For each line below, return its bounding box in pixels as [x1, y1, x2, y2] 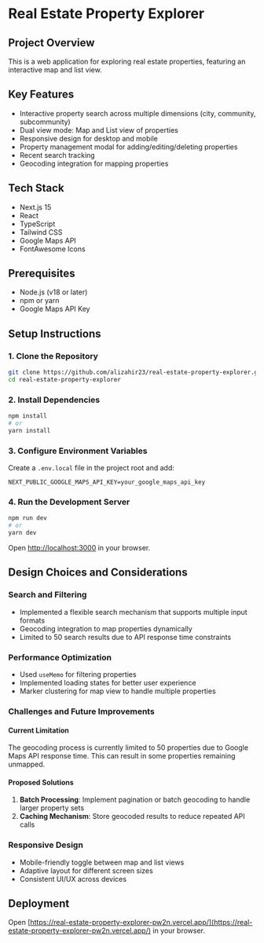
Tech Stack [8, 181, 64, 195]
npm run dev [8, 514, 47, 522]
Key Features [8, 88, 75, 101]
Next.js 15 [19, 202, 52, 212]
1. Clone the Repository [8, 350, 98, 361]
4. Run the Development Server [8, 496, 130, 507]
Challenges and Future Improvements [8, 706, 155, 717]
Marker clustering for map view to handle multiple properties [19, 686, 216, 696]
